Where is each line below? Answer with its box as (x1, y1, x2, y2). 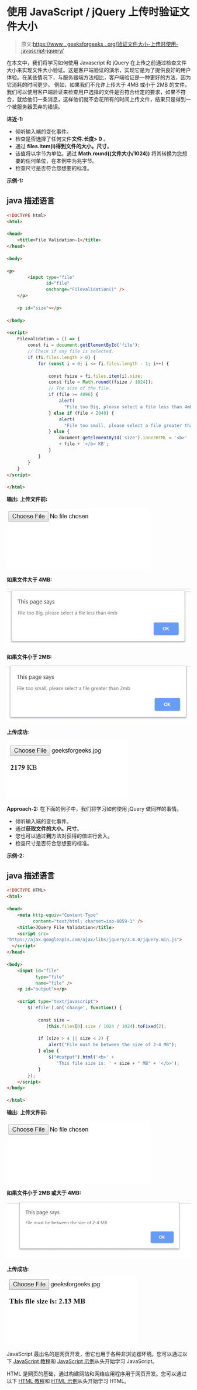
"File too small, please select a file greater (64, 422, 182, 428)
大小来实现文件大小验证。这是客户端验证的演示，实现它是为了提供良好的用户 (6, 66, 191, 73)
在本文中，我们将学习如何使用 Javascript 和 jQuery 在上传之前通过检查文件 (6, 59, 187, 66)
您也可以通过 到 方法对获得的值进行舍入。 (15, 832, 113, 839)
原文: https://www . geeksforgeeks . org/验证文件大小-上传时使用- (20, 40, 179, 47)
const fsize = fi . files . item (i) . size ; (48, 373, 143, 379)
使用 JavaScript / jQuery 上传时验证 (6, 5, 180, 19)
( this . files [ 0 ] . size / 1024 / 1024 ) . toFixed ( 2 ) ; (46, 1023, 167, 1029)
